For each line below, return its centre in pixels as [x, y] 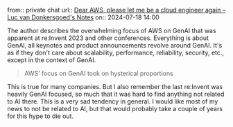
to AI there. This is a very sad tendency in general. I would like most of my [113, 101]
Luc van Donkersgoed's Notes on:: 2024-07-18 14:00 [83, 17]
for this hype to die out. [41, 116]
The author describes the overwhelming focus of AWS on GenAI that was [112, 31]
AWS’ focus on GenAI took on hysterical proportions [98, 73]
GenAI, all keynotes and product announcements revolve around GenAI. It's [115, 45]
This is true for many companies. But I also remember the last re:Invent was [115, 87]
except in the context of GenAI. [52, 60]
